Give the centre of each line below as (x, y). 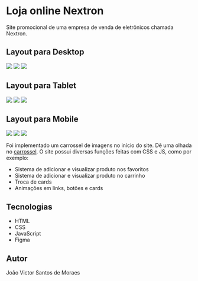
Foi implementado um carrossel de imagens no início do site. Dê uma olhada (99, 145)
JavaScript (28, 234)
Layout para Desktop (45, 52)
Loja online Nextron (55, 11)
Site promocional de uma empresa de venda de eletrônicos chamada (90, 27)
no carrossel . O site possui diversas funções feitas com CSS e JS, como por (99, 152)
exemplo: (17, 158)
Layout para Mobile (42, 119)
